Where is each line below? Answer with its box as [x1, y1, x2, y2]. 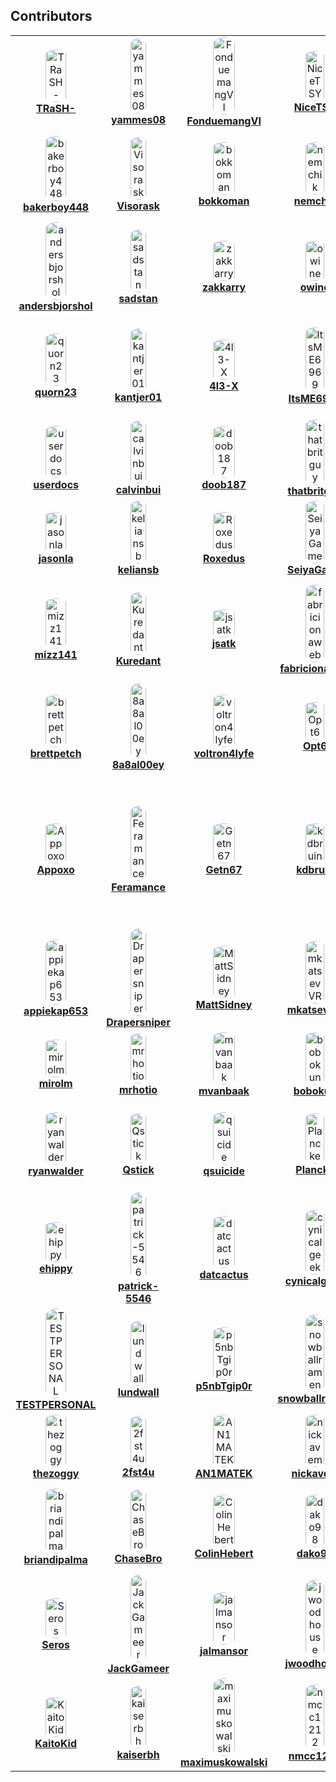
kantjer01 [114, 390, 163, 404]
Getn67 [205, 862, 243, 876]
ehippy [38, 1261, 73, 1275]
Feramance [111, 880, 166, 894]
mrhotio [118, 1082, 158, 1096]
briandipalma [23, 1552, 88, 1566]
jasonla [38, 551, 74, 565]
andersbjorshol [18, 299, 93, 313]
